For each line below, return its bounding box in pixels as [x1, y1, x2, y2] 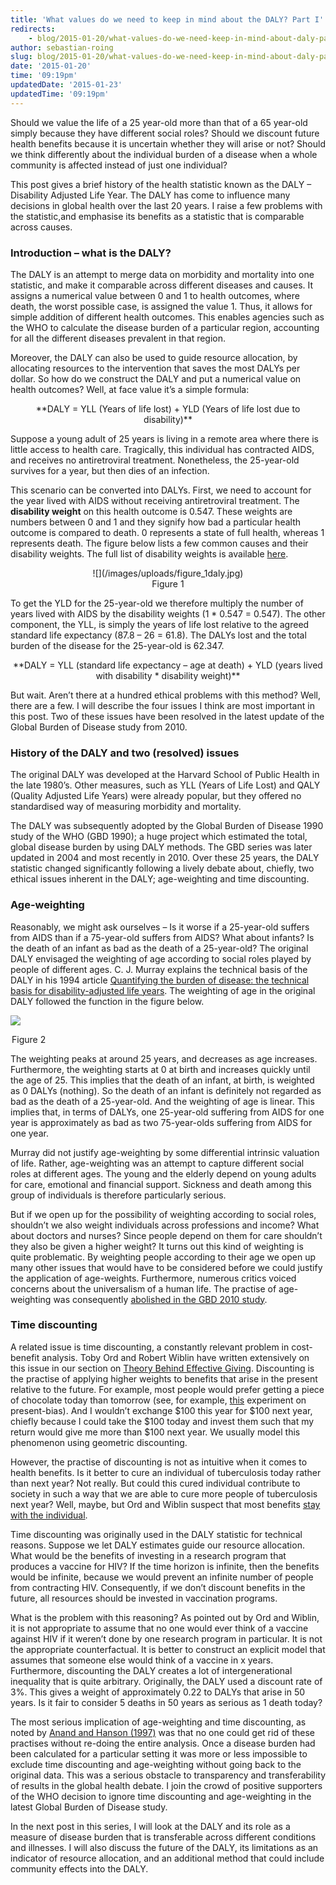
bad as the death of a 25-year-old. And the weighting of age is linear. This [10, 1095, 315, 1107]
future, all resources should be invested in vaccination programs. [10, 1592, 278, 1604]
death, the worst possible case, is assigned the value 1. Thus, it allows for [10, 300, 313, 312]
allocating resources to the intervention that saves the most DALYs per [10, 362, 301, 374]
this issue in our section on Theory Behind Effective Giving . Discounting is [10, 1362, 315, 1374]
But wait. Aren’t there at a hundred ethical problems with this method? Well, [10, 689, 321, 701]
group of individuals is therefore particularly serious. [10, 1189, 227, 1201]
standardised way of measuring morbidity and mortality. [10, 801, 242, 813]
